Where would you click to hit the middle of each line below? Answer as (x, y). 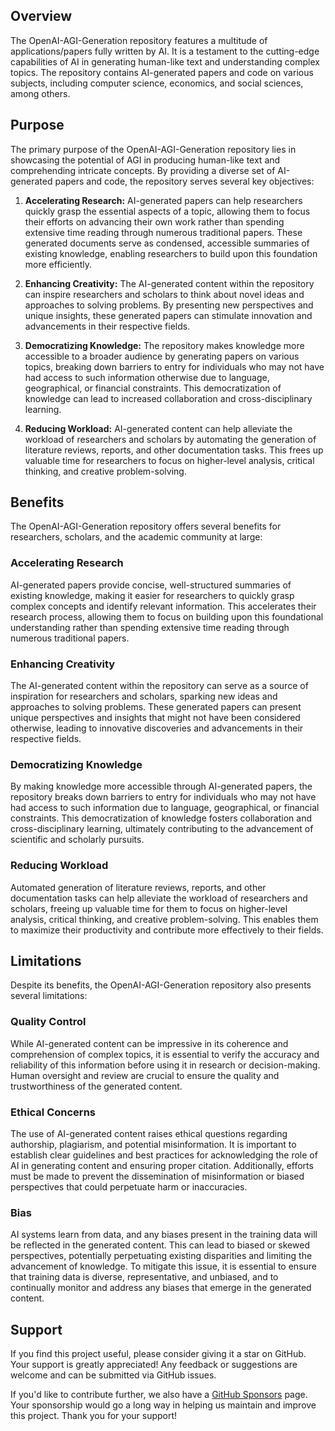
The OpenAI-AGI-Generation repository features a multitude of (139, 40)
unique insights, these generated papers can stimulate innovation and (168, 315)
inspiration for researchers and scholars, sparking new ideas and (144, 696)
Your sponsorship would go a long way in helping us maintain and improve (163, 1405)
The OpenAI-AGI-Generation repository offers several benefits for (146, 526)
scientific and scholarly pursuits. (77, 840)
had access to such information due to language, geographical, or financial (165, 808)
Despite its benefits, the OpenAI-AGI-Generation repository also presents (161, 985)
